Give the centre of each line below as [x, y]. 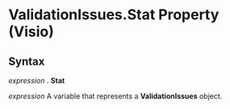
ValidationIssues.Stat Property [114, 15]
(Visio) [31, 32]
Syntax [27, 61]
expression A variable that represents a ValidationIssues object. [115, 96]
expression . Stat [37, 81]
